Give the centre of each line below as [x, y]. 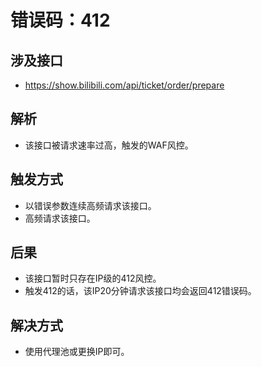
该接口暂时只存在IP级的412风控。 [93, 278]
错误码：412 [60, 20]
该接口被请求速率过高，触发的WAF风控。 [109, 145]
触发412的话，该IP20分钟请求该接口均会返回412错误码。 [140, 291]
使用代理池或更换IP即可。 [77, 352]
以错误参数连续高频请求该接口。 [90, 205]
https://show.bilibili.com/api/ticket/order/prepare [124, 85]
